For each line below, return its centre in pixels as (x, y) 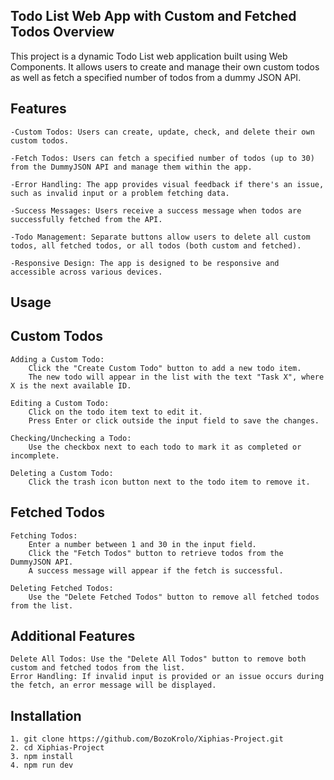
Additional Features (73, 636)
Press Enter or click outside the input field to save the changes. (174, 420)
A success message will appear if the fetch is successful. (156, 570)
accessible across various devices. (86, 272)
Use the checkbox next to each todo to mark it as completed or (165, 447)
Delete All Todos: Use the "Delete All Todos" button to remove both (158, 659)
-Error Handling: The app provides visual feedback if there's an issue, (167, 184)
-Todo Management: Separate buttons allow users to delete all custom (160, 237)
